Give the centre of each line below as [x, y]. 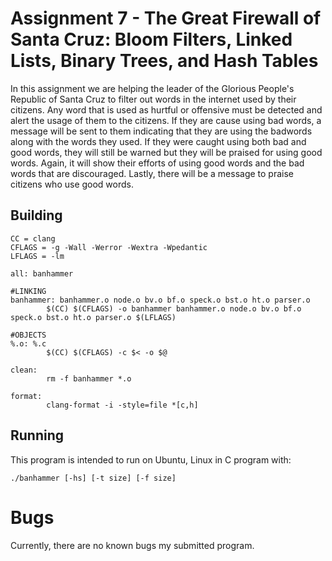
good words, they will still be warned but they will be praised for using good [166, 152]
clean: [24, 370]
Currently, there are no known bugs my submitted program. [132, 545]
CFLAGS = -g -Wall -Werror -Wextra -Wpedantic [109, 247]
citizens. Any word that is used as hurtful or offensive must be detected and [166, 109]
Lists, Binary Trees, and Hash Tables [164, 61]
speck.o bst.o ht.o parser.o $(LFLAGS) [93, 317]
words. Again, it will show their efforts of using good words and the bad [157, 163]
